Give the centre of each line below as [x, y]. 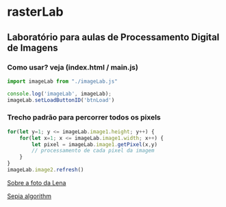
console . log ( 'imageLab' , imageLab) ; [59, 94]
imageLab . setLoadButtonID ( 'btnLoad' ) [61, 100]
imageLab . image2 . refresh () [46, 170]
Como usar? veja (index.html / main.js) [73, 67]
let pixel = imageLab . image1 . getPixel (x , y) [95, 144]
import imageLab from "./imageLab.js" [62, 81]
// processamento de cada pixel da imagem [93, 151]
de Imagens [33, 47]
